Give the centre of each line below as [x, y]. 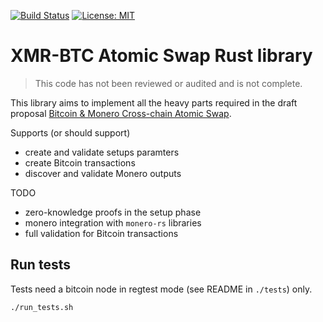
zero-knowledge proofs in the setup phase [113, 212]
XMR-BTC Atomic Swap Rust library [161, 56]
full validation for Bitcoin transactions [101, 233]
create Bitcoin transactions [80, 162]
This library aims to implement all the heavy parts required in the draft [154, 102]
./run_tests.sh [42, 307]
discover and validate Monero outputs [103, 173]
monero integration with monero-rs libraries [113, 222]
